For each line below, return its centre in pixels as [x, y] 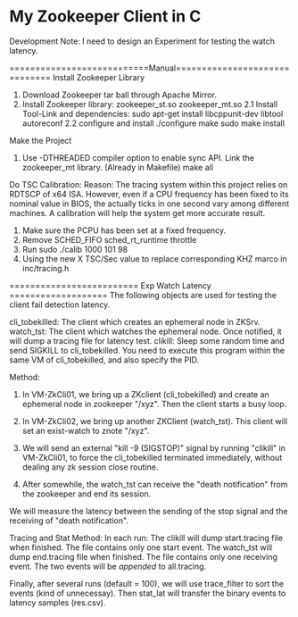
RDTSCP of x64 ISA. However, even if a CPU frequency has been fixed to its [149, 194]
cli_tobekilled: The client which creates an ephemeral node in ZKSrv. [135, 321]
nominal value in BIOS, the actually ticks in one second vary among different [149, 204]
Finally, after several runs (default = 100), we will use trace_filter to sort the [146, 583]
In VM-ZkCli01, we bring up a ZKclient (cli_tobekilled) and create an [145, 394]
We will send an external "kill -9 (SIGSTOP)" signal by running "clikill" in [153, 447]
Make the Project [41, 140]
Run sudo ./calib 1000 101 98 [74, 249]
